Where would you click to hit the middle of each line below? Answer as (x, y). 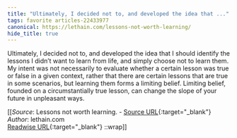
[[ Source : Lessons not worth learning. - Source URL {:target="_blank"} (109, 112)
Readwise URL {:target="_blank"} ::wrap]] (67, 127)
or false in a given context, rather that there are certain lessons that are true (118, 76)
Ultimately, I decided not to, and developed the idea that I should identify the (118, 54)
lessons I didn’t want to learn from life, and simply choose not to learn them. (118, 61)
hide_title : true (33, 33)
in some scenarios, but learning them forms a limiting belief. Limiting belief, (117, 83)
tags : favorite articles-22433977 (58, 20)
